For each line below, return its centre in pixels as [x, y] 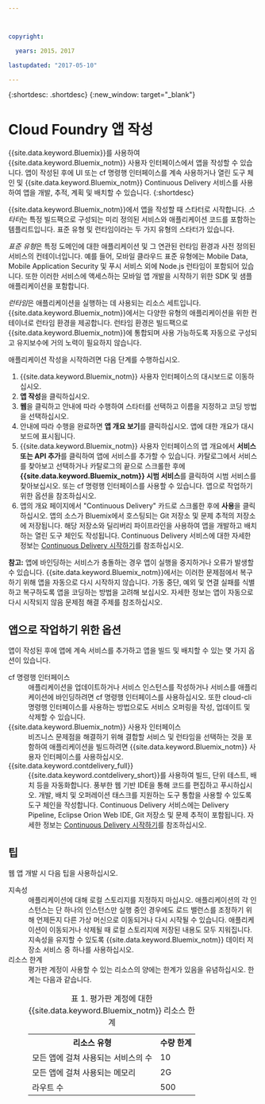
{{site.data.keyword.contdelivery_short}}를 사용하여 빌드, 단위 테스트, [138, 776]
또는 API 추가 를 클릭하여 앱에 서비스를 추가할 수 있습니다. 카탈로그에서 [128, 456]
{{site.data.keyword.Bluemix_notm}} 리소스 [108, 1010]
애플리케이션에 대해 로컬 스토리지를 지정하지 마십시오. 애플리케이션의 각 [138, 900]
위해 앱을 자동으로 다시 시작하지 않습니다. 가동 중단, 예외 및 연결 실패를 [131, 582]
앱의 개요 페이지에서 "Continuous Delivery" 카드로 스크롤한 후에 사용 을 [130, 506]
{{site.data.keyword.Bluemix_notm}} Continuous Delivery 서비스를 [132, 183]
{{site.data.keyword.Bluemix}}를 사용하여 [74, 153]
